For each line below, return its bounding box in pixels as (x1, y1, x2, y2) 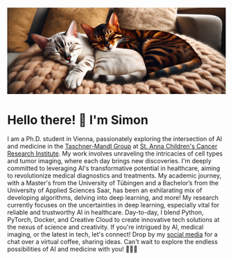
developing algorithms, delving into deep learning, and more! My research (7, 194, 218, 202)
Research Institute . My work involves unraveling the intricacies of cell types (7, 149, 223, 158)
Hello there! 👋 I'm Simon (7, 112, 149, 128)
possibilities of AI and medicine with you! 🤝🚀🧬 (7, 245, 138, 253)
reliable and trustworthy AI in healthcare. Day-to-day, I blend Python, (7, 208, 204, 216)
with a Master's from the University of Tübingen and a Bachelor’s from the (7, 179, 219, 187)
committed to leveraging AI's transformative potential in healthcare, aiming (7, 164, 221, 173)
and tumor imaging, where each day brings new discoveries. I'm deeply (7, 157, 212, 165)
